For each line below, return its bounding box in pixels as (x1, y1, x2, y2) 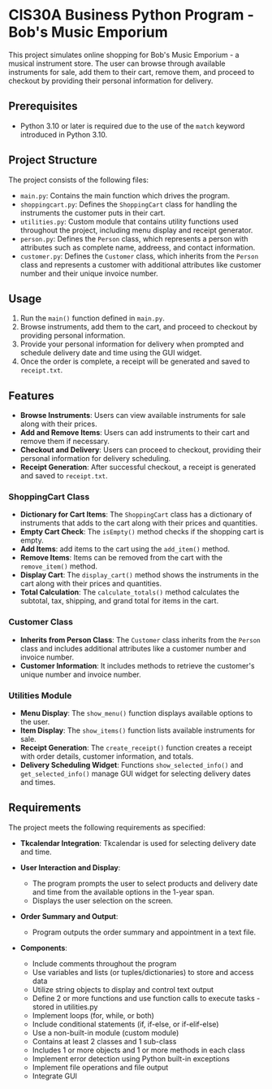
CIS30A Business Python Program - (8, 6, 254, 24)
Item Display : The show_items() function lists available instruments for (19, 725, 256, 735)
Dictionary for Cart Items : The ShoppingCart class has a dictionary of (19, 510, 253, 520)
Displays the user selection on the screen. (32, 895, 173, 905)
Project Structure (8, 153, 97, 168)
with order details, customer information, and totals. (19, 751, 194, 761)
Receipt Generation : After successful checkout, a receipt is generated (19, 462, 256, 473)
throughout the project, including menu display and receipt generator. (19, 225, 253, 235)
